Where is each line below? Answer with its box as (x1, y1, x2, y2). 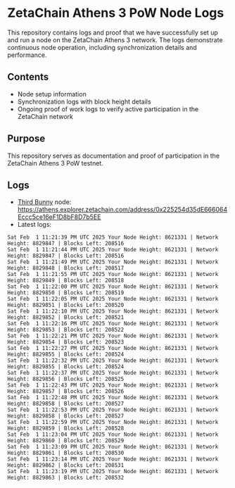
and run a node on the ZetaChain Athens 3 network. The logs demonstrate (7, 35, 223, 44)
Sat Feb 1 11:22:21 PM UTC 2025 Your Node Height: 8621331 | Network (7, 332, 219, 339)
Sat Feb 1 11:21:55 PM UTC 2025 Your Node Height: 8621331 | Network (7, 271, 219, 278)
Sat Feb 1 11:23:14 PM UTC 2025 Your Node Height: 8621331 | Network (7, 456, 219, 463)
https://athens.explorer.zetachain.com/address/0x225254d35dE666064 (17, 206, 227, 214)
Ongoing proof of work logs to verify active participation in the (17, 104, 199, 113)
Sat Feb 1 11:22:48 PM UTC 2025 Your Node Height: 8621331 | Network (7, 394, 219, 401)
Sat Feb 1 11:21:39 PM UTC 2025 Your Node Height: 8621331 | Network (7, 234, 219, 241)
